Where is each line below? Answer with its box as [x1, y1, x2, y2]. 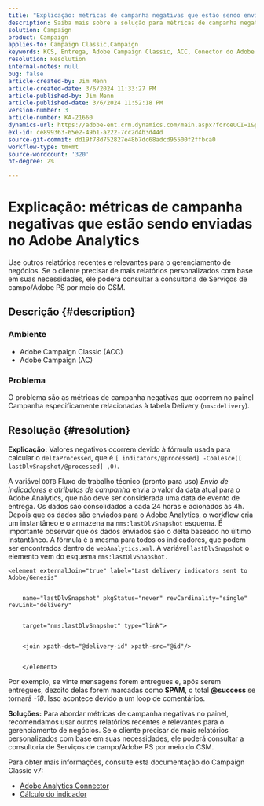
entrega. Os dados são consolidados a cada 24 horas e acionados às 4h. [8, 501, 245, 511]
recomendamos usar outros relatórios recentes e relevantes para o [8, 716, 225, 727]
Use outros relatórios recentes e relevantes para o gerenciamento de [8, 258, 232, 267]
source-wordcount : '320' [8, 150, 90, 158]
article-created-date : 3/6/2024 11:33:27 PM [8, 84, 156, 93]
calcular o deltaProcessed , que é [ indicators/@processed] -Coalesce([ [8, 452, 242, 462]
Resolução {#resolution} [8, 423, 131, 437]
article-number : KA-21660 [8, 114, 93, 122]
